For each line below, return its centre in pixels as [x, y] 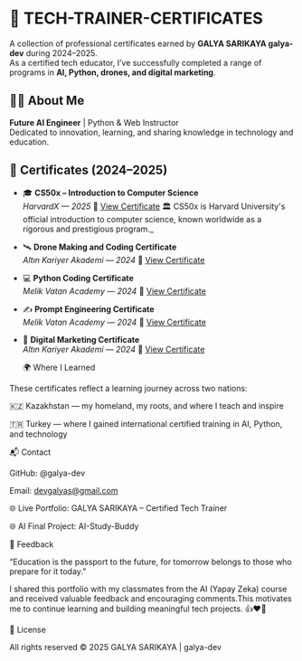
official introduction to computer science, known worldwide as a [142, 219]
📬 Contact [30, 452]
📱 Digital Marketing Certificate [81, 339]
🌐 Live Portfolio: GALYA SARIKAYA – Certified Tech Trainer [118, 508]
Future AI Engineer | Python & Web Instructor [94, 122]
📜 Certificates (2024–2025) [89, 170]
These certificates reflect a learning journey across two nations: [128, 388]
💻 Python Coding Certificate [78, 278]
